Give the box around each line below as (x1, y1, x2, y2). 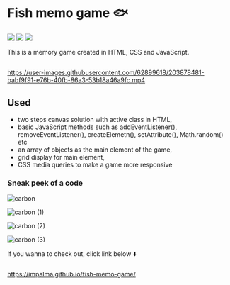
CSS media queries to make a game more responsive (17, 160, 173, 169)
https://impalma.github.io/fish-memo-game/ (7, 270, 136, 279)
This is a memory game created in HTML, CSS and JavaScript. (7, 47, 190, 56)
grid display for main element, (17, 153, 105, 162)
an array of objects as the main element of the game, (17, 145, 172, 154)
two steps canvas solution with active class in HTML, (17, 116, 172, 124)
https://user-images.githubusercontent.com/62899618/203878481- (7, 68, 205, 77)
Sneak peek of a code (7, 178, 84, 188)
